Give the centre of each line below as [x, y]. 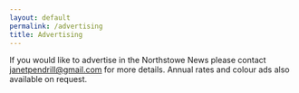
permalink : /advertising [56, 26]
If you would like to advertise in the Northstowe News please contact [138, 60]
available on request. [48, 79]
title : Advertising [46, 34]
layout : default [40, 18]
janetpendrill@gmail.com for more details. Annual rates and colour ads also [149, 70]
